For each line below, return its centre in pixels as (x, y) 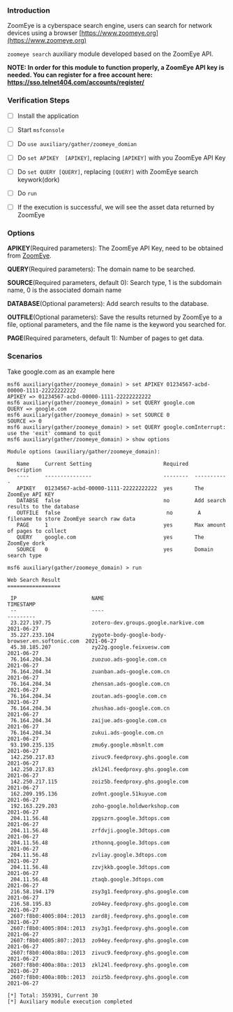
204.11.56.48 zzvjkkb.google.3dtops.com (90, 867)
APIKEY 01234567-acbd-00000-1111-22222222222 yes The (110, 488)
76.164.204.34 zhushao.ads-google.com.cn (90, 708)
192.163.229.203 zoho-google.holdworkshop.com (95, 806)
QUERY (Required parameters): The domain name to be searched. (101, 269)
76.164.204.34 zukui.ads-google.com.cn (87, 733)
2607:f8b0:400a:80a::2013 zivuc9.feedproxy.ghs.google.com (99, 953)
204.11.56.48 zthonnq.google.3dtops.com (90, 843)
